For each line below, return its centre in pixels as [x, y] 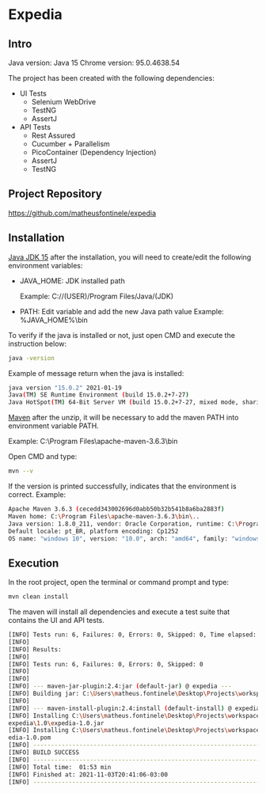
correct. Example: [37, 495]
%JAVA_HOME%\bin [54, 320]
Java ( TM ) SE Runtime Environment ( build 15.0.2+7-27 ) [99, 395]
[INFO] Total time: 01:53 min [60, 767]
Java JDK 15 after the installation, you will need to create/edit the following [130, 257]
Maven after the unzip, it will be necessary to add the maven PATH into [123, 418]
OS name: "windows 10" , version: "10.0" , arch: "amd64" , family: [118, 539]
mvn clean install [38, 597]
